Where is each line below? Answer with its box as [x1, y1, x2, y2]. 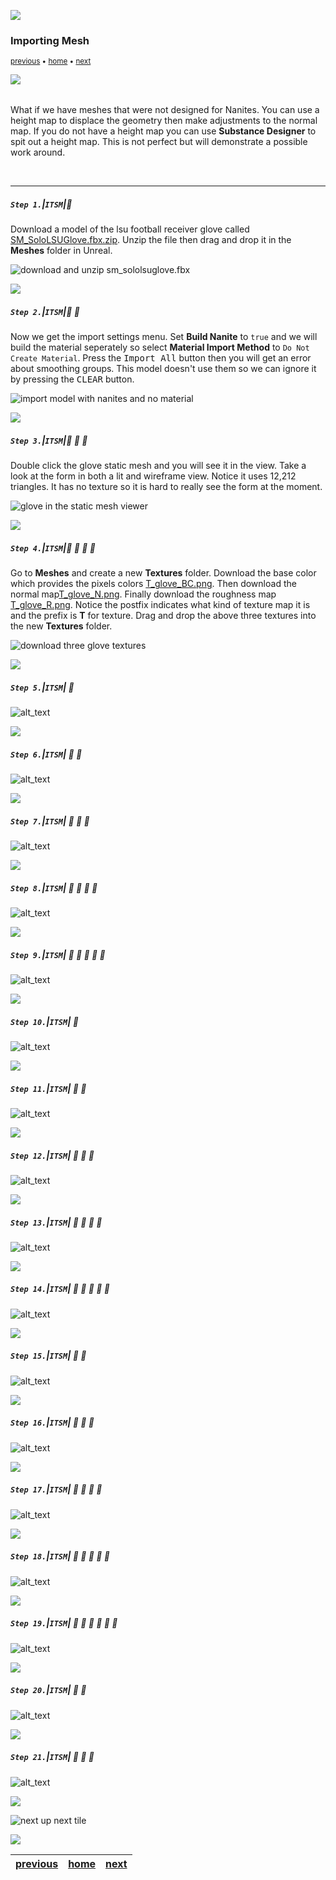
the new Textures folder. [10, 620, 113, 632]
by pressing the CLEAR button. [10, 373, 135, 385]
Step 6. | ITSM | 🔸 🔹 [10, 748, 83, 760]
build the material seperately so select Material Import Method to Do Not [10, 341, 310, 354]
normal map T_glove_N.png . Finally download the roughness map [10, 588, 277, 600]
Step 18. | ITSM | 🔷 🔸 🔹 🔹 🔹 [10, 1550, 110, 1562]
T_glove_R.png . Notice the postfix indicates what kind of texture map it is [10, 599, 311, 611]
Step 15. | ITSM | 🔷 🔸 [10, 1350, 87, 1362]
